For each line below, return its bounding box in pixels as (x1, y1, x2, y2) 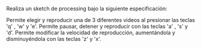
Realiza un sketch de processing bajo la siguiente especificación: (6, 5, 167, 12)
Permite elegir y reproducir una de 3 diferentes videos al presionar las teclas (6, 17, 195, 23)
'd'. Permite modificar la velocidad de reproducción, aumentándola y (6, 29, 176, 36)
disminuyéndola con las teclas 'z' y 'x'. (6, 36, 101, 42)
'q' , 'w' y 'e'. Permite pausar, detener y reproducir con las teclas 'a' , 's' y (6, 23, 188, 30)
